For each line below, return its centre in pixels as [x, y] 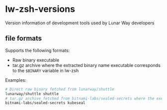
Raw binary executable [36, 60]
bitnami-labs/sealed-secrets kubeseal [45, 103]
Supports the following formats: [38, 50]
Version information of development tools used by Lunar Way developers [80, 23]
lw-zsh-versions [40, 9]
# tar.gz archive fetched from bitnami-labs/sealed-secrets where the [80, 98]
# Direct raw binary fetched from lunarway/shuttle [60, 89]
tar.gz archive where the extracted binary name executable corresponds [86, 65]
